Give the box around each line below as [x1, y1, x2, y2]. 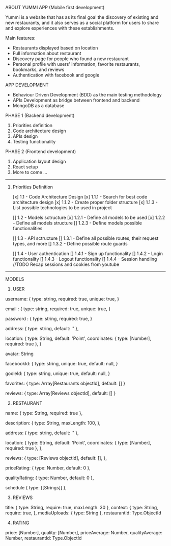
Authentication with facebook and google [12, 72, 100, 78]
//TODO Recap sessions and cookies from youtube [12, 261, 120, 267]
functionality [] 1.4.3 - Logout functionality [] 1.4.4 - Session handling [12, 256, 157, 262]
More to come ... [12, 169, 47, 175]
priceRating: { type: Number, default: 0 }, [5, 465, 91, 471]
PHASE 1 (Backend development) [5, 112, 75, 118]
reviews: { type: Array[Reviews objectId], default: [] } [5, 390, 116, 396]
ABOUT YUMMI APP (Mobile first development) [5, 5, 105, 10]
